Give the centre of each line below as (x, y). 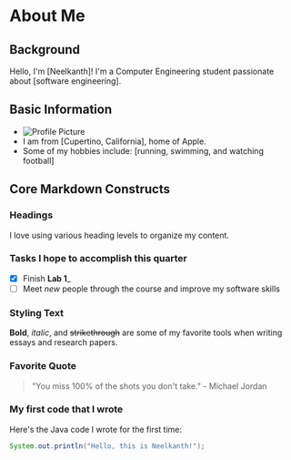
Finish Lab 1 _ (46, 278)
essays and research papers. (64, 342)
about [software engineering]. (65, 81)
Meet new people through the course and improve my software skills (151, 289)
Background (45, 50)
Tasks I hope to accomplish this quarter (99, 259)
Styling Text (36, 312)
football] (38, 160)
